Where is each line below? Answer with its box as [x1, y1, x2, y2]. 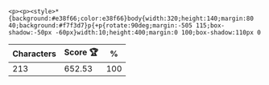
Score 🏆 [64, 47, 99, 58]
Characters [12, 48, 56, 59]
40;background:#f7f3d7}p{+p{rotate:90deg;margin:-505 [8, 22, 193, 30]
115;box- [196, 22, 226, 30]
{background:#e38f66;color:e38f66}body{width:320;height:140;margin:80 [8, 14, 254, 22]
